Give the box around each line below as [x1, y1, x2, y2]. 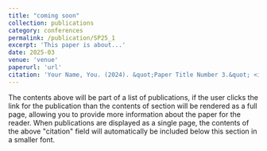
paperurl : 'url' [8, 64, 62, 72]
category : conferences [8, 26, 83, 34]
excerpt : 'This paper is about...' [8, 41, 126, 49]
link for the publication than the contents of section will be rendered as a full [8, 101, 257, 110]
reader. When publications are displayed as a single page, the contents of [8, 118, 250, 127]
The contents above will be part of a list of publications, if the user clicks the [8, 92, 258, 102]
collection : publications [8, 19, 94, 27]
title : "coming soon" [8, 11, 80, 20]
